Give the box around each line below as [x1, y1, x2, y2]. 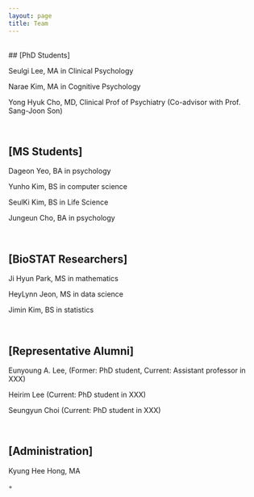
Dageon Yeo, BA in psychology [8, 166, 111, 176]
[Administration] [8, 444, 94, 458]
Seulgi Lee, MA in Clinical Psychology [8, 65, 134, 75]
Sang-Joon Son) [8, 106, 63, 116]
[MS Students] [8, 145, 83, 158]
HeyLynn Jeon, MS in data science [8, 289, 123, 299]
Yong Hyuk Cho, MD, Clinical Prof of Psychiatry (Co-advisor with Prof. [8, 97, 241, 107]
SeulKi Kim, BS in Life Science [8, 197, 109, 207]
